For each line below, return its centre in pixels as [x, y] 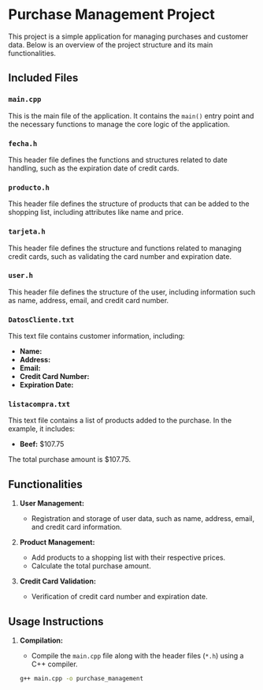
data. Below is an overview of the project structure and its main [111, 44]
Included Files [43, 78]
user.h [21, 276]
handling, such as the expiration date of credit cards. [94, 168]
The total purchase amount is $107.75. [70, 459]
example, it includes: [42, 429]
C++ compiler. [54, 664]
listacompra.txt [39, 405]
